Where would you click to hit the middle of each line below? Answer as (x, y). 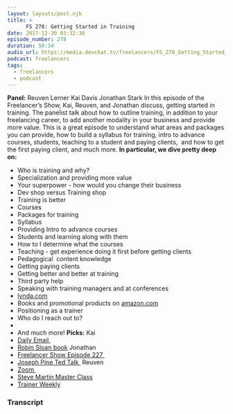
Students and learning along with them (72, 237)
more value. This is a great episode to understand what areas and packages (116, 127)
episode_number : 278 (37, 40)
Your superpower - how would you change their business (99, 185)
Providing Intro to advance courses (67, 229)
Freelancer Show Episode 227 (60, 355)
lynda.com (32, 296)
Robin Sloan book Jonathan (57, 347)
